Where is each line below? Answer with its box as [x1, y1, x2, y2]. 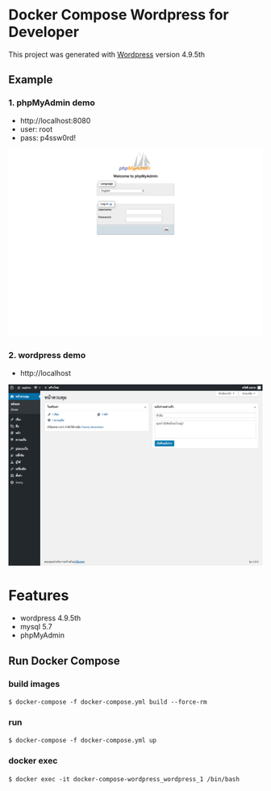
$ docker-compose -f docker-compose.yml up [8, 737, 157, 745]
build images [8, 678, 60, 689]
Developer [8, 23, 79, 41]
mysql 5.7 [19, 622, 52, 632]
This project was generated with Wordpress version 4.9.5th [8, 49, 206, 59]
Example [8, 73, 53, 86]
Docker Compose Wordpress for [8, 6, 229, 24]
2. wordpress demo [8, 350, 86, 361]
